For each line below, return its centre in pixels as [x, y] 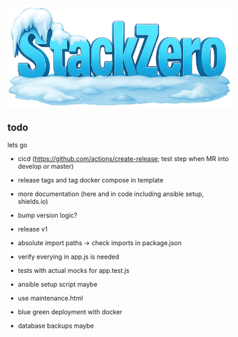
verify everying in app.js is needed [68, 256]
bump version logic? [47, 215]
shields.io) [33, 201]
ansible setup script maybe [57, 284]
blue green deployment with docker [70, 311]
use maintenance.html [50, 298]
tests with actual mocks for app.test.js [73, 270]
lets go [17, 145]
